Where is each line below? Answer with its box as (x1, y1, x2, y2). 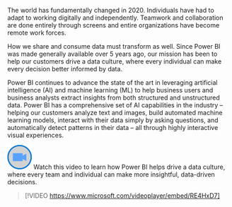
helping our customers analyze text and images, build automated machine (7, 109, 223, 117)
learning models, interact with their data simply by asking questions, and (7, 116, 219, 124)
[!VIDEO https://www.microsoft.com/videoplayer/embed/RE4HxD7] (24, 191, 221, 200)
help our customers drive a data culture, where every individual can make (7, 57, 222, 66)
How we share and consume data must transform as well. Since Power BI (7, 42, 221, 50)
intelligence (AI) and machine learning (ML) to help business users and (7, 86, 214, 94)
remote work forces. (7, 28, 66, 37)
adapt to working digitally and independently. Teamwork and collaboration (7, 13, 224, 22)
